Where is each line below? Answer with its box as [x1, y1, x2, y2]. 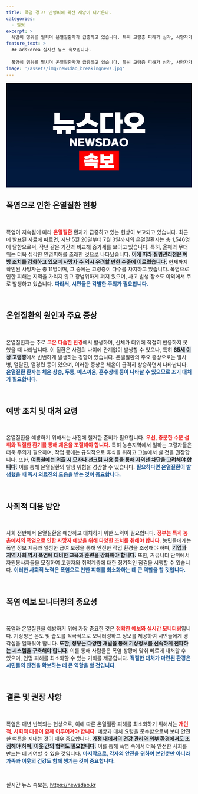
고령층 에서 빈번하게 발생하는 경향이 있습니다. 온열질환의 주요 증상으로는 [12, 353, 176, 360]
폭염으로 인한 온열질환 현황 [6, 201, 97, 211]
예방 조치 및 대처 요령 [6, 406, 78, 416]
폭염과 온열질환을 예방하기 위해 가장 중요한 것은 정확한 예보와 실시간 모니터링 [6, 625, 181, 632]
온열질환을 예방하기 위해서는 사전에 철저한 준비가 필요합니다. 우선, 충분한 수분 [6, 434, 184, 441]
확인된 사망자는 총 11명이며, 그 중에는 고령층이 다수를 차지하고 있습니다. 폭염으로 [6, 265, 190, 273]
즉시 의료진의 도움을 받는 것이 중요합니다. [27, 471, 121, 478]
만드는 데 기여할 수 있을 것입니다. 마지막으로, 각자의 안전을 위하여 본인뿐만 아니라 [6, 750, 190, 757]
